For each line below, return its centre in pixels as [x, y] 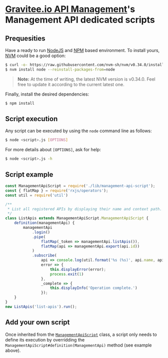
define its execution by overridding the [45, 339]
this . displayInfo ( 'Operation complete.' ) [93, 288]
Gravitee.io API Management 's [70, 9]
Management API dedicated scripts [80, 20]
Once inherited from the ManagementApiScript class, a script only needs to [81, 334]
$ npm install [20, 103]
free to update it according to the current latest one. [71, 84]
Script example [29, 174]
